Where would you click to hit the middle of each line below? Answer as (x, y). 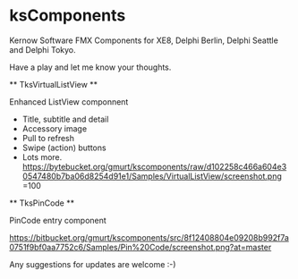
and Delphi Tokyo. (43, 49)
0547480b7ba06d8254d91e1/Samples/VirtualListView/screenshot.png (152, 176)
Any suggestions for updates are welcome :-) (93, 264)
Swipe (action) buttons (64, 148)
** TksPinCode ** (42, 203)
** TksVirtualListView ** (54, 84)
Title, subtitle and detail (65, 119)
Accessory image (55, 128)
